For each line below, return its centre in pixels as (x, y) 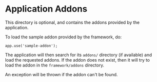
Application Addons (46, 9)
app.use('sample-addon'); (31, 46)
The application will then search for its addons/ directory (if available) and (78, 55)
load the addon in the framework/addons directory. (55, 65)
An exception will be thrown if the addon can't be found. (61, 74)
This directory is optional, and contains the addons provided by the (72, 22)
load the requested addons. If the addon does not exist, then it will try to (78, 60)
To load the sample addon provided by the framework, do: (63, 37)
